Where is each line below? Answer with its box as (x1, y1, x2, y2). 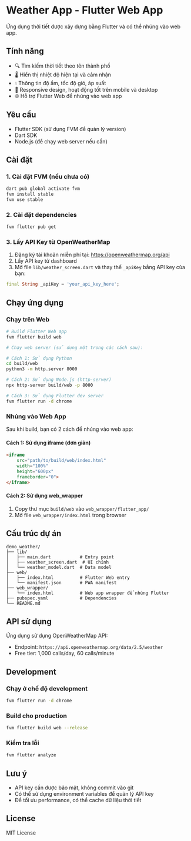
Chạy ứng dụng (6, 297, 63, 307)
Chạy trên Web (6, 315, 50, 323)
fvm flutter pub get (6, 224, 57, 230)
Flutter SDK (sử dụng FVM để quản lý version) (14, 125, 126, 132)
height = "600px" (16, 468, 54, 474)
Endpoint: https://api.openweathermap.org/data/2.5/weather (14, 644, 163, 651)
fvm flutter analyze (6, 752, 57, 758)
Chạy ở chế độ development (6, 684, 88, 692)
